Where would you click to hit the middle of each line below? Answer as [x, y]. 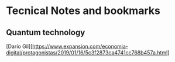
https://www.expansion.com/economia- [80, 46]
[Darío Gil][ [19, 46]
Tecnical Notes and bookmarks [83, 11]
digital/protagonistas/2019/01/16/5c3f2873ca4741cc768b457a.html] [88, 53]
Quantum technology [46, 32]
